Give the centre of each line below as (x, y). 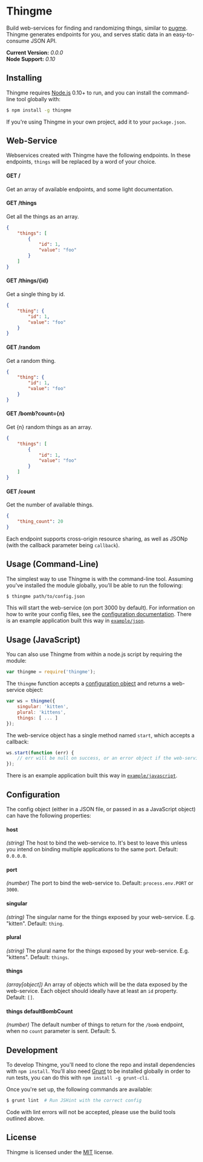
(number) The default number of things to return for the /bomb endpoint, (95, 1024)
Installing (24, 78)
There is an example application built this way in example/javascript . (92, 775)
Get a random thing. (31, 360)
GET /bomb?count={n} (36, 414)
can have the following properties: (49, 815)
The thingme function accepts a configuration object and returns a (89, 683)
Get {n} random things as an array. (49, 427)
